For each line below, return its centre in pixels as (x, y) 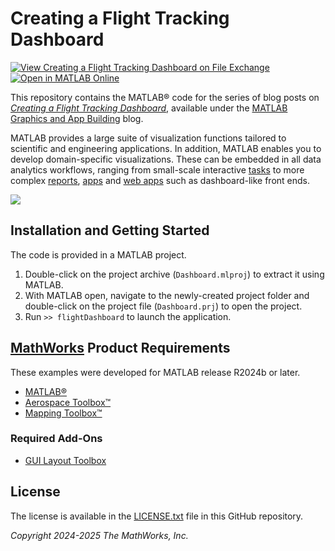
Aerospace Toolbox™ (68, 402)
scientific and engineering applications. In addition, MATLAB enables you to (166, 148)
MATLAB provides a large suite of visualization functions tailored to (148, 138)
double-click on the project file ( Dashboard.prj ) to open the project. (163, 306)
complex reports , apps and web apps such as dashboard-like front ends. (160, 180)
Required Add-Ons (56, 439)
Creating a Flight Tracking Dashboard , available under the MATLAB (149, 108)
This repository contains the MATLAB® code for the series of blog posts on (165, 97)
